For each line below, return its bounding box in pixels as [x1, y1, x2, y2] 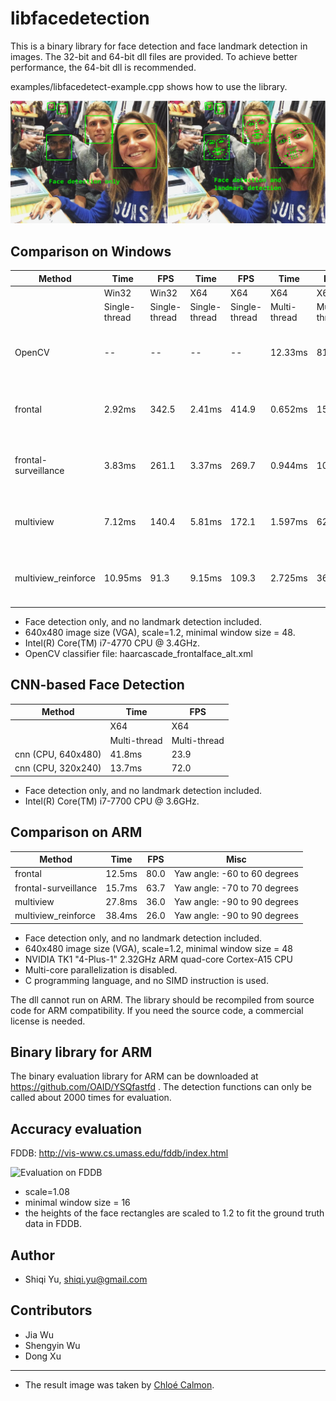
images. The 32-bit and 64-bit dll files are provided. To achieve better [10, 50, 298, 62]
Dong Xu [24, 1350, 62, 1362]
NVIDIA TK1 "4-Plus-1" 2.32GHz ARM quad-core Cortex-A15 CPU [24, 953, 293, 965]
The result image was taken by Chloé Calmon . [24, 1378, 215, 1391]
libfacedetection [10, 7, 150, 30]
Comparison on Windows [10, 243, 172, 260]
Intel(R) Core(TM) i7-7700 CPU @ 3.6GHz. [24, 795, 200, 807]
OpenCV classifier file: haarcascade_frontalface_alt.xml [24, 647, 253, 659]
